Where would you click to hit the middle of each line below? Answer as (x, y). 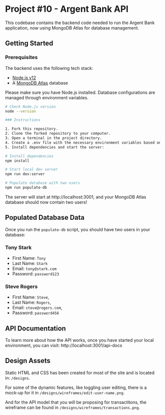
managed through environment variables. (47, 97)
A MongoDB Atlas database (40, 83)
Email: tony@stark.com (34, 268)
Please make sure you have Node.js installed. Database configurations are (80, 92)
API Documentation (36, 328)
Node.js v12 (24, 78)
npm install (17, 161)
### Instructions (23, 120)
